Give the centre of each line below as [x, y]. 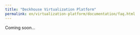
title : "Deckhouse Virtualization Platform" [51, 9]
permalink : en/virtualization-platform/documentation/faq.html [70, 14]
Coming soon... [20, 27]
